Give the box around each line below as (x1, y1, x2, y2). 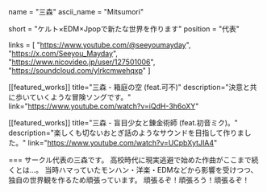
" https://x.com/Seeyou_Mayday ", (8, 49, 119, 58)
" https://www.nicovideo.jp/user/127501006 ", (8, 57, 156, 67)
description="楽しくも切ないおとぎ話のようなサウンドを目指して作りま (8, 128, 244, 137)
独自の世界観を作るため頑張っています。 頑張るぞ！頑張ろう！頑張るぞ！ (8, 175, 250, 185)
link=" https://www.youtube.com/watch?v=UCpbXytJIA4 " (27, 138, 218, 147)
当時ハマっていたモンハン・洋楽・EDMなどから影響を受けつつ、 (44, 165, 258, 174)
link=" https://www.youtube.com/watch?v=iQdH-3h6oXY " (8, 101, 199, 111)
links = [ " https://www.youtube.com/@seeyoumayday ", (8, 40, 191, 50)
